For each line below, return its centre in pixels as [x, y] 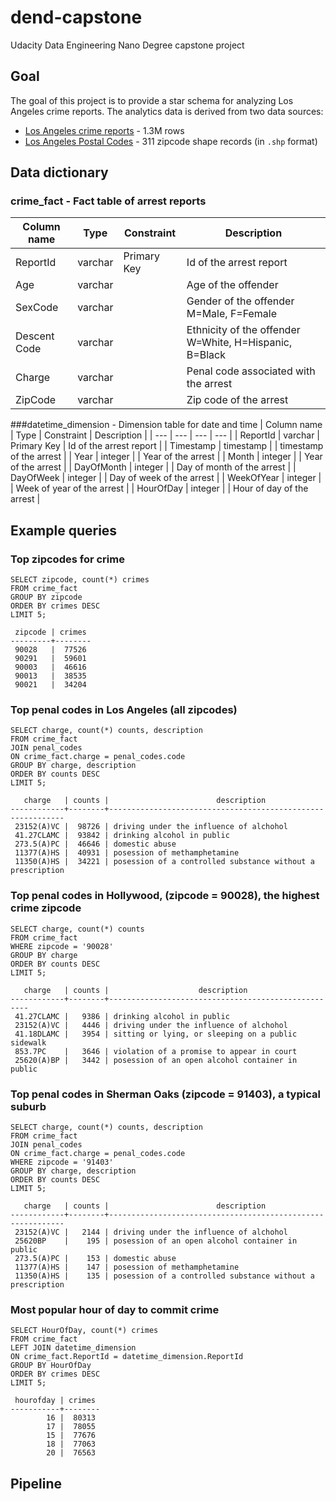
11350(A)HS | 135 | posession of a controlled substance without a [164, 1276]
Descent [35, 336]
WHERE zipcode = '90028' [62, 946]
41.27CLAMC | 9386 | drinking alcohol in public [122, 1016]
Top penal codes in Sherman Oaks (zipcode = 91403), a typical [165, 1094]
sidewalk [28, 1042]
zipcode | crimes [50, 632]
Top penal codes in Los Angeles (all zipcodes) [124, 710]
